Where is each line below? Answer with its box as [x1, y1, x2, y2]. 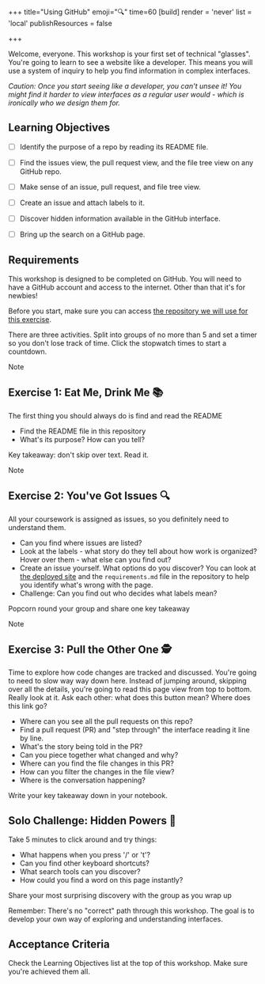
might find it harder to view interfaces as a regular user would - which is [8, 90, 244, 99]
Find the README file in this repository [19, 426, 146, 436]
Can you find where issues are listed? [19, 538, 142, 547]
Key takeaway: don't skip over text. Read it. [8, 450, 149, 460]
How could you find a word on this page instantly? [19, 876, 184, 885]
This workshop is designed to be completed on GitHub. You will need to [8, 274, 242, 283]
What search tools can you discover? [19, 867, 141, 876]
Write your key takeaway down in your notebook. [8, 791, 168, 800]
